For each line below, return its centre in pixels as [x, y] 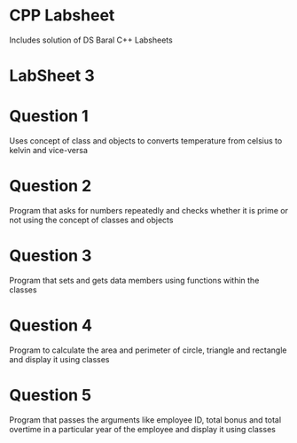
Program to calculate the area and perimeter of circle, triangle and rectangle [148, 350]
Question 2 [51, 186]
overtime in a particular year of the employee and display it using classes [143, 429]
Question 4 [51, 326]
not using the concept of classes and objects [91, 220]
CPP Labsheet [62, 16]
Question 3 [51, 256]
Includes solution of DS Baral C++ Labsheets [91, 40]
